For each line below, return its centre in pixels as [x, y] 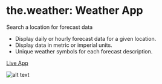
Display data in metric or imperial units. [64, 45]
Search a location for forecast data [50, 27]
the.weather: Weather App [75, 10]
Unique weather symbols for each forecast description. [84, 51]
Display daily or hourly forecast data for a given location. [86, 38]
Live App [17, 63]
